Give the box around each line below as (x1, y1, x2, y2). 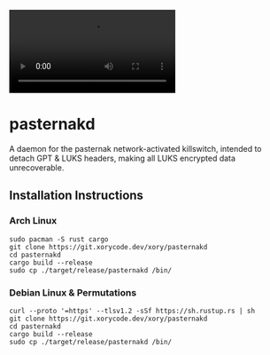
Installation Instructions (9, 188, 144, 203)
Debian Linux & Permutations (9, 286, 137, 298)
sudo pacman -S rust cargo (9, 234, 109, 244)
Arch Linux (9, 215, 58, 227)
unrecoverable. (9, 162, 65, 173)
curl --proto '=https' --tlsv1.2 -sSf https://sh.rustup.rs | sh (9, 306, 255, 315)
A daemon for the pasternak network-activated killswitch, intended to (9, 143, 263, 154)
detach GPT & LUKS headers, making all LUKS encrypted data (9, 153, 236, 163)
